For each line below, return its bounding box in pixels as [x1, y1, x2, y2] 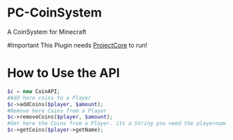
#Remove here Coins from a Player [7, 107, 107, 114]
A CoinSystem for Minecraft [7, 28, 87, 36]
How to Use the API [7, 66, 120, 81]
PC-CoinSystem [7, 5, 102, 21]
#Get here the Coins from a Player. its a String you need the [7, 120, 194, 127]
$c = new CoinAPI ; [7, 88, 60, 94]
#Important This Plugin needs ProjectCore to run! [7, 41, 148, 49]
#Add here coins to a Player [7, 94, 92, 101]
